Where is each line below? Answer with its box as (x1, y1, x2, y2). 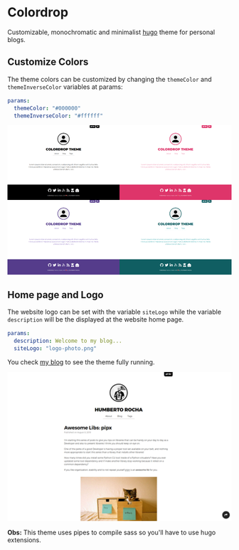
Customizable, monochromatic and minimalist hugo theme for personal (7, 28, 216, 36)
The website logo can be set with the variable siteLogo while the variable (7, 307, 222, 317)
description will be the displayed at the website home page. (7, 315, 184, 324)
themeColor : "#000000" (14, 105, 81, 112)
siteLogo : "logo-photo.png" (14, 344, 97, 352)
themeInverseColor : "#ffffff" (14, 112, 103, 120)
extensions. (7, 536, 41, 544)
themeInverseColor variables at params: (7, 83, 123, 91)
